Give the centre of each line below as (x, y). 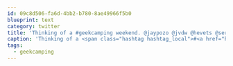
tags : (15, 45)
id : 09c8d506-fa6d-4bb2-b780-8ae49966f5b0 (69, 13)
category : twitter (34, 26)
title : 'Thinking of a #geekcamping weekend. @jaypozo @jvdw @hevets (110, 33)
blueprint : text (31, 20)
